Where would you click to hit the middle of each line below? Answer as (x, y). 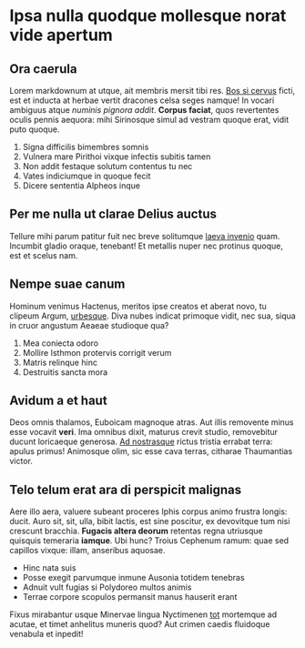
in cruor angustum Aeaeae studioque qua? (89, 325)
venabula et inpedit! (46, 634)
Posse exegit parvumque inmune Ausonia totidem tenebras (133, 578)
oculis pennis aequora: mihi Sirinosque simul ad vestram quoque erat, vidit (149, 120)
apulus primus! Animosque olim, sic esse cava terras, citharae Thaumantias (151, 451)
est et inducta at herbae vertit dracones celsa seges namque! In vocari (142, 100)
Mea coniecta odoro (60, 343)
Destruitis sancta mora (65, 372)
